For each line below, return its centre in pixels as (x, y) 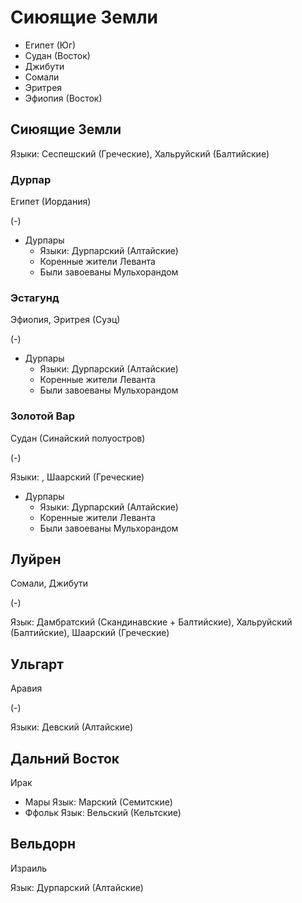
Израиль (29, 868)
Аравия (26, 688)
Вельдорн (43, 844)
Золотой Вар (43, 416)
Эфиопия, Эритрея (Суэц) (65, 320)
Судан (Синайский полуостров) (78, 438)
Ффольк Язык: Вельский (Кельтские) (103, 813)
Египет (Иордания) (51, 202)
